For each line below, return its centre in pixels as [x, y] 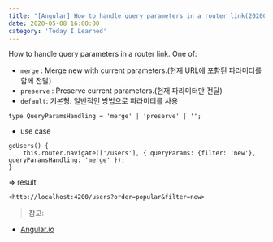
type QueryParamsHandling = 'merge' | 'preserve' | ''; [105, 117]
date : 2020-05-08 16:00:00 [54, 23]
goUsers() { [28, 146]
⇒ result [22, 182]
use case [35, 131]
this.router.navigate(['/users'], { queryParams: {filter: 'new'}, [139, 153]
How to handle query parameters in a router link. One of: [103, 54]
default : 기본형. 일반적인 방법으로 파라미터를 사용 [99, 101]
